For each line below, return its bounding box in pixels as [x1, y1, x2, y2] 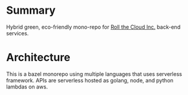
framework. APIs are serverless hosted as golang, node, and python [6, 76, 174, 84]
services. [6, 29, 29, 36]
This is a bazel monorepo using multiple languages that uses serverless [6, 70, 182, 78]
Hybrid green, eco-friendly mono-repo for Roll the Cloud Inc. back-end [6, 23, 181, 30]
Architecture [6, 51, 70, 65]
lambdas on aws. [6, 83, 48, 90]
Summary [6, 4, 56, 17]
